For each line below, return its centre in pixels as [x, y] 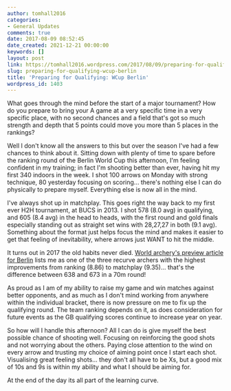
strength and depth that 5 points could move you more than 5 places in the [113, 125]
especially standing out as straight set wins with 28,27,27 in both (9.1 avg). [112, 225]
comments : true [29, 33]
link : [15, 65]
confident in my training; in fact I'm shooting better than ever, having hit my [113, 168]
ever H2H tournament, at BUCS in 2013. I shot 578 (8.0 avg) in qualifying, [111, 210]
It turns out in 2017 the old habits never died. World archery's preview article [115, 253]
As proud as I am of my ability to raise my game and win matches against [111, 288]
